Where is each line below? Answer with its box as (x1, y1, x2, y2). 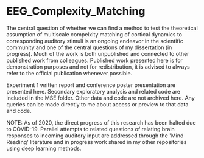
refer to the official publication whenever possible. (6, 69, 133, 77)
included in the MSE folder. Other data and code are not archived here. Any (6, 94, 195, 101)
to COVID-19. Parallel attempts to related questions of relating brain (6, 125, 175, 132)
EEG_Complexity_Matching (6, 4, 146, 18)
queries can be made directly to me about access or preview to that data (6, 100, 189, 108)
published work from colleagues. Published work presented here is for (6, 57, 183, 64)
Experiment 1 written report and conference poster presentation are (6, 81, 175, 89)
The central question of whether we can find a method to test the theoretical (6, 24, 198, 32)
